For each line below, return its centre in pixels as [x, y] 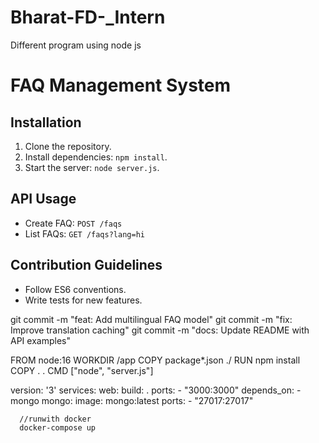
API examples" [40, 340]
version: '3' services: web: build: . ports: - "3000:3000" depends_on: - [156, 390]
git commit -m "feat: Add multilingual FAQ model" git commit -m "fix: [151, 319]
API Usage [43, 199]
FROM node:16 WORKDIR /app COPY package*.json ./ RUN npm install [155, 360]
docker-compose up [58, 427]
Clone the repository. [68, 146]
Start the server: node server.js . [92, 167]
